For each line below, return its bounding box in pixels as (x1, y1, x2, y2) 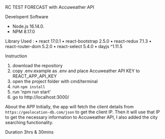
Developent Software (5, 14, 49, 19)
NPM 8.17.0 (12, 29, 35, 34)
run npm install (12, 84, 46, 90)
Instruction (5, 53, 27, 59)
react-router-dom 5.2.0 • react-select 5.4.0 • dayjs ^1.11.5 (5, 44, 123, 49)
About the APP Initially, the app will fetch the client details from (5, 104, 134, 109)
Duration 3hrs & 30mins (5, 129, 54, 135)
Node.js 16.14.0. (12, 23, 45, 29)
